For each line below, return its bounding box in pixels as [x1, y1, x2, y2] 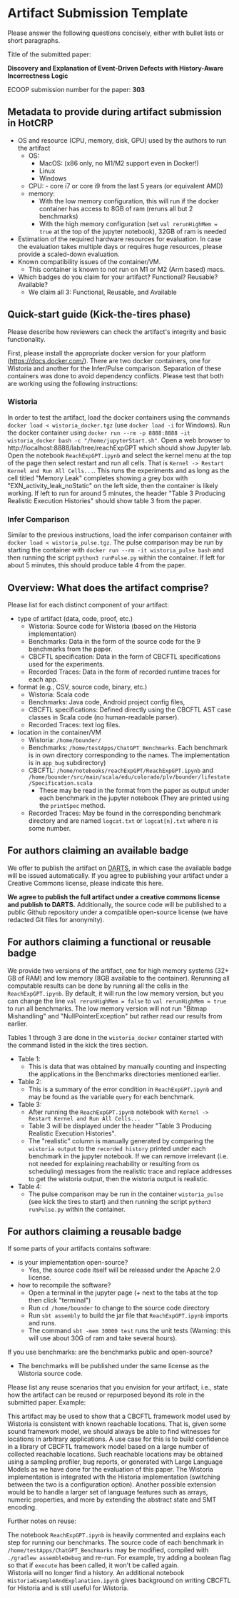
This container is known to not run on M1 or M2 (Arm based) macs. [28, 265, 225, 273]
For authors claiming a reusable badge [7, 1225, 182, 1238]
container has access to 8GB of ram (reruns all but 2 [39, 204, 193, 213]
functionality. [7, 335, 46, 343]
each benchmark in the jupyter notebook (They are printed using [39, 794, 230, 802]
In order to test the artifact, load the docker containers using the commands [7, 413, 230, 422]
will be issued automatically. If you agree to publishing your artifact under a [7, 871, 228, 879]
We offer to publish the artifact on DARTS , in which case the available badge [7, 864, 232, 872]
